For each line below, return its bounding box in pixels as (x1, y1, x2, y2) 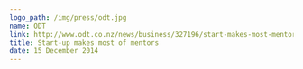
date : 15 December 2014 (9, 47, 99, 56)
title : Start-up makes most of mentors (9, 38, 160, 47)
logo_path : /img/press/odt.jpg (9, 13, 127, 22)
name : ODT (9, 22, 47, 30)
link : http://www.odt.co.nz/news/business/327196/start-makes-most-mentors (9, 30, 300, 39)
